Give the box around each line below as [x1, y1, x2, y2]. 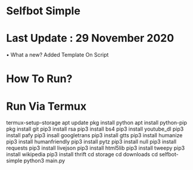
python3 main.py [23, 157, 66, 165]
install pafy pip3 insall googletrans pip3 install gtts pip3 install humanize [6, 132, 183, 139]
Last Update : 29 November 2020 [6, 32, 175, 45]
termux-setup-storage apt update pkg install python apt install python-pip [6, 119, 188, 126]
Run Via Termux [6, 100, 87, 113]
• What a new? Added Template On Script [6, 51, 109, 58]
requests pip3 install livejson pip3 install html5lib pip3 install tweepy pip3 [6, 144, 185, 152]
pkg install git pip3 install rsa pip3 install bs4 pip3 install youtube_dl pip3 [6, 125, 184, 132]
